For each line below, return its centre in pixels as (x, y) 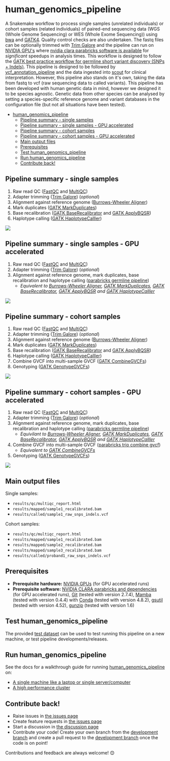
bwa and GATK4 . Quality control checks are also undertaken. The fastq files (84, 40)
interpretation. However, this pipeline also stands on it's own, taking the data (85, 77)
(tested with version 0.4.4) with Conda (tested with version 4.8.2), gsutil (88, 600)
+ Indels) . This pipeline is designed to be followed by (60, 67)
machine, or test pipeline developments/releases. (57, 639)
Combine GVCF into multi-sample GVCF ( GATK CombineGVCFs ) (79, 361)
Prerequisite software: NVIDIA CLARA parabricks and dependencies (85, 589)
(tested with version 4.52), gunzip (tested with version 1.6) (73, 605)
